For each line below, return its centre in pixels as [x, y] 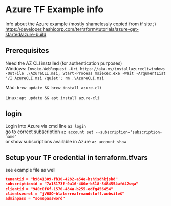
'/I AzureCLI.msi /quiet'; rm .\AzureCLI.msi [55, 78]
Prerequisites [27, 51]
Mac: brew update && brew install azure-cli [54, 87]
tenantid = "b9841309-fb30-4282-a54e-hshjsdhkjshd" [61, 179]
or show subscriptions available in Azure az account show [66, 141]
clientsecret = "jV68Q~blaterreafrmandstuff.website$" [65, 194]
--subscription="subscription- [129, 132]
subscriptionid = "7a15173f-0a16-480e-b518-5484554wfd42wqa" [72, 184]
